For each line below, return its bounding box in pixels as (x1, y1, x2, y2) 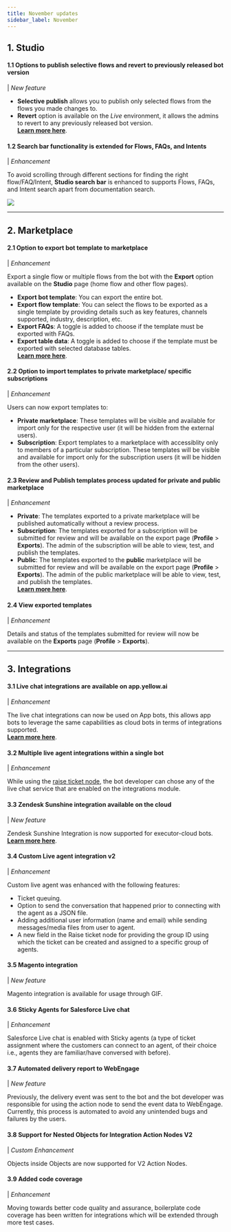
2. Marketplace (7, 224, 74, 236)
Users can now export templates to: (7, 403, 109, 411)
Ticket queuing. (16, 894, 62, 902)
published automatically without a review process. (16, 519, 159, 528)
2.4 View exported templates (7, 601, 92, 609)
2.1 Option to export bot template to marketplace (7, 244, 148, 252)
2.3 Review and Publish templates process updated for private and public (7, 476, 221, 484)
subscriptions (7, 374, 48, 382)
